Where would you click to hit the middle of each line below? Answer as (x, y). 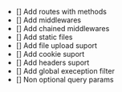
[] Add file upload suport (57, 46)
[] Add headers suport (53, 62)
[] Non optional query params (65, 80)
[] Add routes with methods (61, 12)
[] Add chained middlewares (63, 28)
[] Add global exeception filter (65, 71)
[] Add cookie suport (50, 54)
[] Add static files (45, 37)
